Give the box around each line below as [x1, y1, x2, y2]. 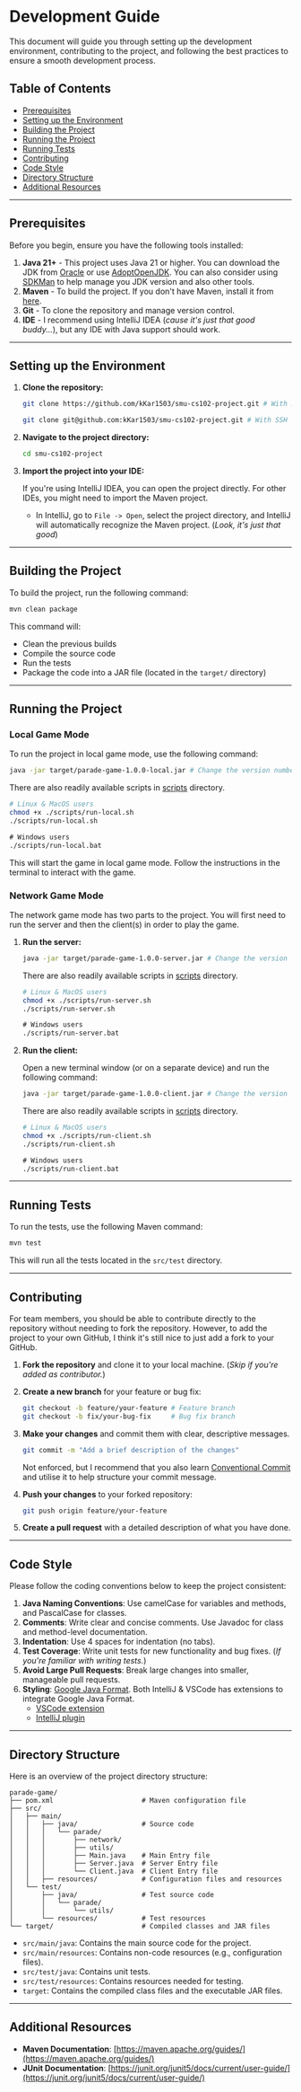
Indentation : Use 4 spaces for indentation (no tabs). [21, 1637, 216, 1647]
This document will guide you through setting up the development [9, 36, 253, 47]
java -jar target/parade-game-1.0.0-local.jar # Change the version [9, 766, 271, 775]
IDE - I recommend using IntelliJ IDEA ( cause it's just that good [21, 314, 255, 325]
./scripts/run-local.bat [9, 841, 102, 850]
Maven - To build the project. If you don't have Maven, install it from [21, 286, 274, 296]
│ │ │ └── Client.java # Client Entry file [9, 1867, 219, 1876]
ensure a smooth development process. [9, 55, 157, 66]
